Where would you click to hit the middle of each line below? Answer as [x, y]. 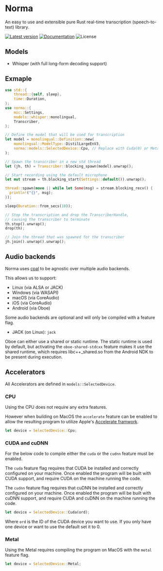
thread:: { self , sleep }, [38, 95]
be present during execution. [34, 357]
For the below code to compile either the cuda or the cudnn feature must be [79, 454]
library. [22, 27]
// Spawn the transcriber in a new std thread [53, 162]
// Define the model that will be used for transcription [65, 135]
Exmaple [18, 79]
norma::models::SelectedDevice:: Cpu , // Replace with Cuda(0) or [81, 149]
